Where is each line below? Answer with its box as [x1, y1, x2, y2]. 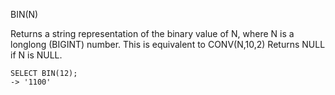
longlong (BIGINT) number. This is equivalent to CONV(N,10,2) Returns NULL [10, 39, 326, 50]
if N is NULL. [10, 49, 63, 61]
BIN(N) [10, 9, 39, 20]
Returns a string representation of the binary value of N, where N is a [10, 28, 295, 39]
